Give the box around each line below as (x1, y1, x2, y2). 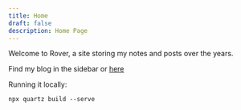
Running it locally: (8, 79, 67, 89)
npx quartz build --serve (8, 96, 95, 104)
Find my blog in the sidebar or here (8, 64, 125, 74)
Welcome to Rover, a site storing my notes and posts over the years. (8, 49, 234, 59)
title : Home (8, 11, 48, 20)
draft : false (8, 19, 52, 27)
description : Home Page (8, 26, 88, 35)
